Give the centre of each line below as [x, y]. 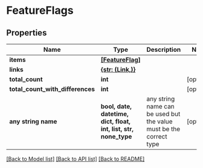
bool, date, [116, 106]
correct [157, 136]
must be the [163, 129]
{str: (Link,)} [118, 70]
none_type [116, 136]
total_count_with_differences [52, 89]
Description [164, 50]
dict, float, [116, 121]
